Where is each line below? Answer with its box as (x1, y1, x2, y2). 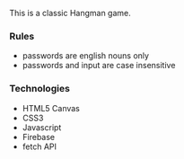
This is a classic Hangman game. (9, 8, 132, 18)
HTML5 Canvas (22, 102, 81, 113)
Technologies (9, 83, 70, 95)
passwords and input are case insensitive (22, 60, 176, 71)
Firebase (22, 131, 56, 142)
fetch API (22, 141, 57, 152)
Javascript (22, 121, 62, 133)
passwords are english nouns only (22, 50, 150, 61)
